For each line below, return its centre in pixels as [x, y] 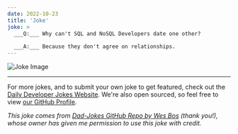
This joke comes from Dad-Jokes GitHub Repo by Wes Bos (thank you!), [113, 116]
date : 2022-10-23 [33, 14]
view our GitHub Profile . [42, 102]
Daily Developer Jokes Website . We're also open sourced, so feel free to [113, 95]
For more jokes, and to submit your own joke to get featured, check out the [116, 87]
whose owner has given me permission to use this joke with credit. [104, 123]
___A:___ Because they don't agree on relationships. [95, 47]
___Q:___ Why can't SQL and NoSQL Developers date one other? [107, 33]
